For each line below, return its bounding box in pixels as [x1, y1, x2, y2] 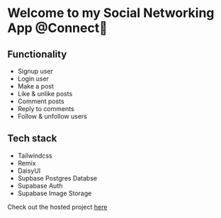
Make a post [17, 82, 55, 90]
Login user [17, 74, 50, 83]
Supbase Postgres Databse [17, 173, 98, 182]
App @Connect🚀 [7, 20, 108, 36]
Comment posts [17, 97, 65, 105]
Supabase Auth [17, 181, 63, 190]
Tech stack [7, 132, 57, 144]
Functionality [7, 48, 67, 60]
